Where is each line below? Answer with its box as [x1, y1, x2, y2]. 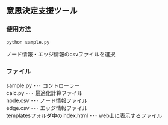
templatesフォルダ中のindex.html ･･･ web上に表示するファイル [6, 112, 163, 119]
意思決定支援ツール [6, 5, 78, 16]
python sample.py [6, 39, 50, 45]
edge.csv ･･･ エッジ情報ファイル [6, 104, 88, 111]
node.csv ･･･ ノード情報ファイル [6, 97, 88, 104]
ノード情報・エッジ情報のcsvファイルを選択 [6, 50, 116, 58]
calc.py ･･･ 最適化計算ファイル [6, 89, 83, 96]
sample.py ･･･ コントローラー [6, 82, 80, 89]
